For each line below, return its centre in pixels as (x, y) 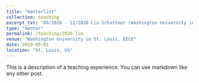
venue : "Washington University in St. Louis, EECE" (71, 39)
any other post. (25, 73)
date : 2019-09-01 (28, 45)
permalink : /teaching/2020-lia (45, 34)
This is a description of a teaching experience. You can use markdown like (97, 67)
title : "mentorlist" (32, 12)
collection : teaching (33, 17)
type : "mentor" (25, 28)
